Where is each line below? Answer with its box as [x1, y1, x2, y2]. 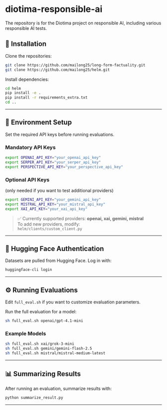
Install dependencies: [5, 76, 49, 82]
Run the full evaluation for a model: [5, 309, 77, 315]
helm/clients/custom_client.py [17, 226, 83, 231]
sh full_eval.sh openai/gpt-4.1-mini [5, 318, 83, 323]
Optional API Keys [5, 176, 50, 183]
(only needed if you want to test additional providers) [5, 188, 114, 194]
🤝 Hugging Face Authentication [5, 245, 104, 253]
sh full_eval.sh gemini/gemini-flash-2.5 [5, 346, 92, 351]
